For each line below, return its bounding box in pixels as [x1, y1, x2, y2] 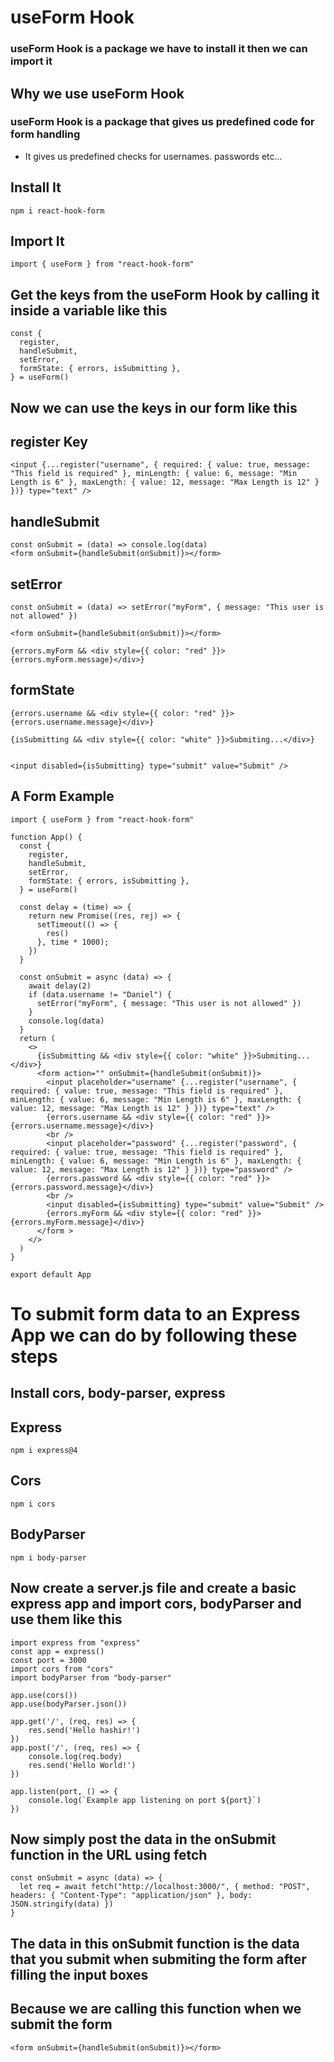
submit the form [10, 2016, 113, 2033]
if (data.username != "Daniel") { [28, 989, 172, 1000]
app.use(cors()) [10, 1690, 78, 1700]
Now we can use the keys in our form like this [10, 399, 298, 416]
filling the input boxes [10, 1966, 149, 1983]
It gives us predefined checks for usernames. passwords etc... [24, 150, 283, 162]
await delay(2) [28, 981, 92, 991]
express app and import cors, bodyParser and [10, 1596, 302, 1613]
